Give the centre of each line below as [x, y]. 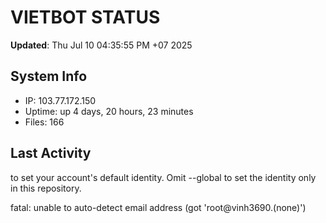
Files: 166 [44, 122]
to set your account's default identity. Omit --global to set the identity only [163, 177]
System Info [49, 76]
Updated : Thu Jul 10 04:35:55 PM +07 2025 [101, 45]
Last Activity [51, 153]
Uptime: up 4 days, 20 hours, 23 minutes [109, 111]
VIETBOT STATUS [85, 17]
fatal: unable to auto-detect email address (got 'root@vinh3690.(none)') [158, 207]
